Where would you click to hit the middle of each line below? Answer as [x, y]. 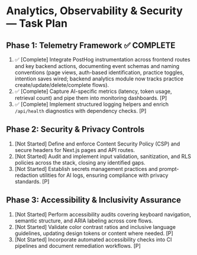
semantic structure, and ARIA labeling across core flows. [84, 221]
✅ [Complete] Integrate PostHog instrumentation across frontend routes [102, 59]
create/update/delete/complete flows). [62, 85]
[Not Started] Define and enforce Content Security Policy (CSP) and [97, 144]
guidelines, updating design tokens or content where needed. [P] [94, 233]
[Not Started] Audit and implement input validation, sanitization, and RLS [103, 156]
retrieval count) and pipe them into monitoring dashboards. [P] [91, 98]
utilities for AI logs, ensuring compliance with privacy [104, 175]
